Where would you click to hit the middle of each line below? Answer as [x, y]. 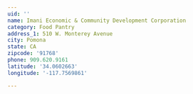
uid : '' [19, 14]
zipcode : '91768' [33, 54]
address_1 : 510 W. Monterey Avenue [60, 34]
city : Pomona [27, 40]
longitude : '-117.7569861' [47, 73]
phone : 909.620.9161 [38, 60]
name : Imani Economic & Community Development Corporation [97, 20]
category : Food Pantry [41, 27]
